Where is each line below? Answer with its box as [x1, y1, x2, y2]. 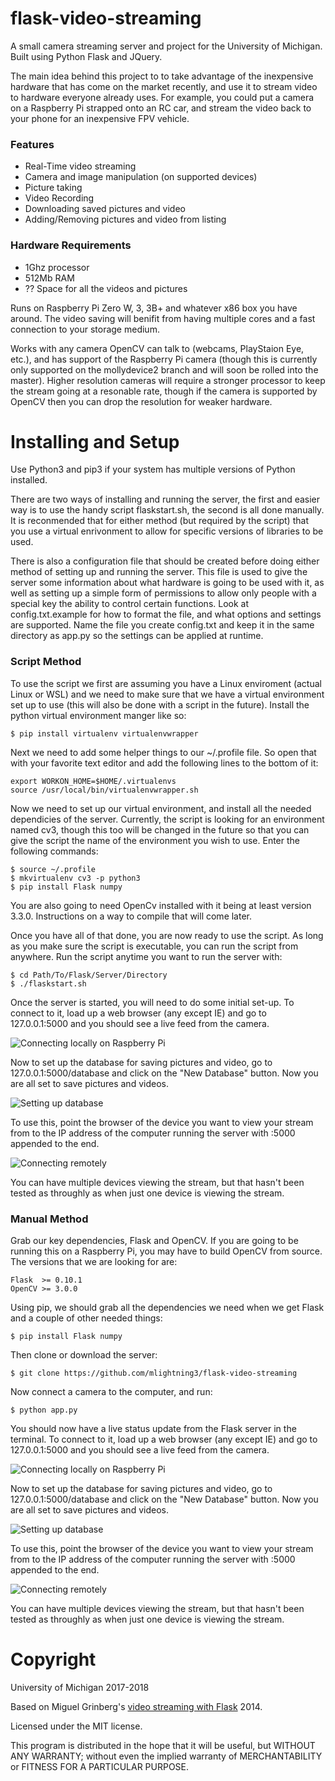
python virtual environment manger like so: [10, 709, 187, 721]
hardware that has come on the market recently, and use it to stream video [10, 80, 318, 92]
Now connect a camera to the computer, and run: [10, 1386, 213, 1398]
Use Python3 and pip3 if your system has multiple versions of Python [10, 463, 296, 476]
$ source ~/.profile [10, 864, 97, 874]
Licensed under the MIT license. [10, 1720, 143, 1732]
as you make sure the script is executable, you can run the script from [10, 940, 299, 952]
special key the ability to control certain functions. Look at [10, 598, 250, 610]
